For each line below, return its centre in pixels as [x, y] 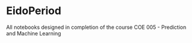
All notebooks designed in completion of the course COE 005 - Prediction [96, 27]
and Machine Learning [34, 33]
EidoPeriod [34, 11]
